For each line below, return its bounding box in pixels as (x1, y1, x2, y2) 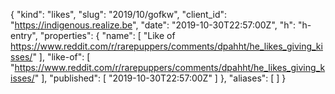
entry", (10, 30, 38, 41)
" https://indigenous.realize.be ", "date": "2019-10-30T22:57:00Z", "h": (10, 19, 297, 31)
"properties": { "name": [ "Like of (39, 30, 176, 41)
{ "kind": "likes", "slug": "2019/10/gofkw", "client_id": (10, 9, 228, 20)
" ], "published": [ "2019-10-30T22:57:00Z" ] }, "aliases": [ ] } (34, 72, 287, 84)
